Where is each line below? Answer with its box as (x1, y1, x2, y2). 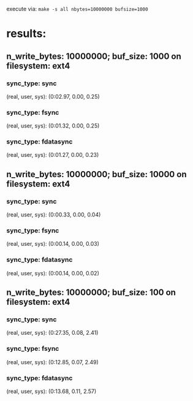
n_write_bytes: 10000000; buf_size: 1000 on (6, 51, 182, 61)
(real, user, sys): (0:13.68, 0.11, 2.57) (6, 388, 97, 395)
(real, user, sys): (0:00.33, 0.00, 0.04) (6, 211, 101, 218)
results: (6, 27, 47, 40)
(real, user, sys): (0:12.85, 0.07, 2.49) (6, 358, 99, 365)
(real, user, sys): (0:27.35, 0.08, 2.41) (6, 329, 99, 337)
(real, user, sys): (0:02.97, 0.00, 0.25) (6, 93, 100, 100)
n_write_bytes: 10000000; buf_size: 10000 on (6, 169, 187, 180)
